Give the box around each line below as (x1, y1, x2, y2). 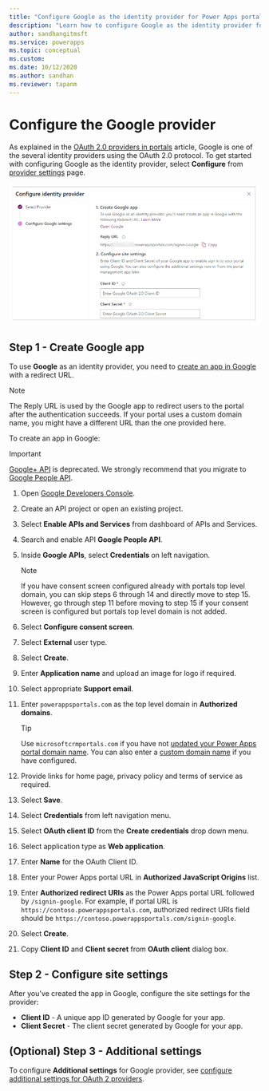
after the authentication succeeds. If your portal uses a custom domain (9, 409, 243, 419)
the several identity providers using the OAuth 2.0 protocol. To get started (9, 150, 252, 160)
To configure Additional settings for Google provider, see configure (9, 1065, 232, 1075)
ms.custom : (9, 55, 45, 63)
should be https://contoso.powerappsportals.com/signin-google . (20, 914, 236, 923)
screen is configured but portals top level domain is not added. (20, 607, 227, 616)
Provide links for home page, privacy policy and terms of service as (20, 771, 243, 781)
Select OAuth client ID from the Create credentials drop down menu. (20, 826, 249, 836)
